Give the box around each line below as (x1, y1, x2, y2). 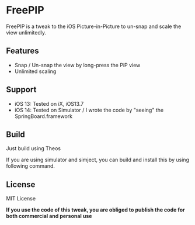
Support (6, 85, 37, 95)
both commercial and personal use (6, 213, 92, 220)
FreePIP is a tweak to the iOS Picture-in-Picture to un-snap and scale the (6, 23, 182, 30)
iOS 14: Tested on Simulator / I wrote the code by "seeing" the (14, 106, 164, 113)
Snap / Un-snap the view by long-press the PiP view (14, 61, 141, 68)
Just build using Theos (6, 145, 61, 152)
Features (6, 46, 39, 56)
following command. (6, 162, 55, 169)
